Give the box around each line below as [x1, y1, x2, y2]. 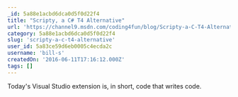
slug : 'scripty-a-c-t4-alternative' [7, 37, 115, 44]
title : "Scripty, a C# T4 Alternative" [7, 17, 125, 24]
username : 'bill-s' [7, 50, 65, 57]
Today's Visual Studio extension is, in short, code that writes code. [7, 82, 202, 90]
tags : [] [7, 63, 33, 70]
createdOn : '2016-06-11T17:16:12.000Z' [7, 56, 125, 63]
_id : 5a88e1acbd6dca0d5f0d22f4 [7, 10, 100, 18]
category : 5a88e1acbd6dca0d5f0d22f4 [7, 30, 115, 37]
